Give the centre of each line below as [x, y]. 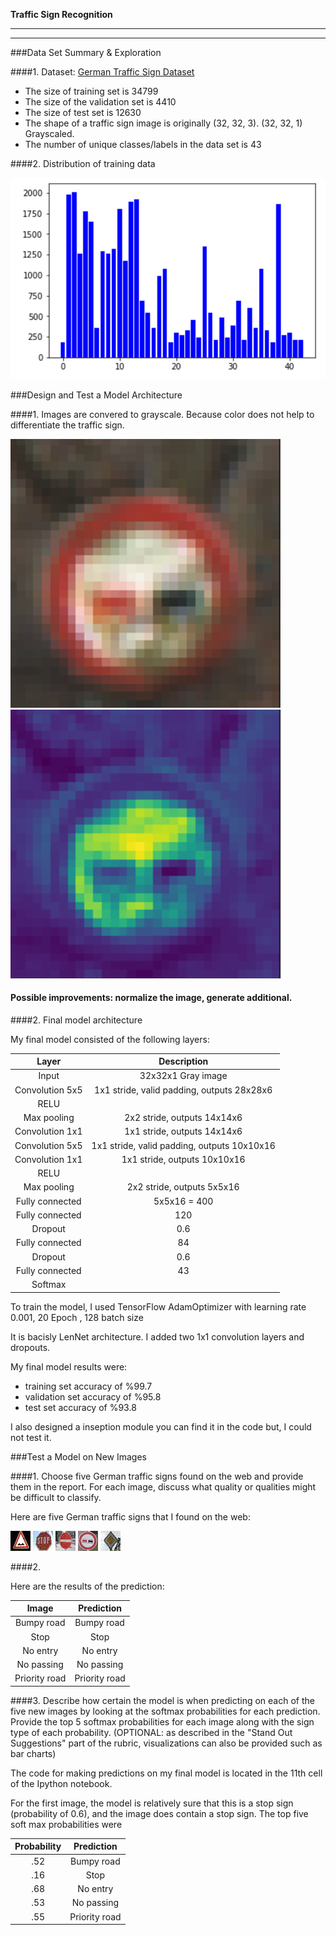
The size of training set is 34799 [91, 91]
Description [183, 1061]
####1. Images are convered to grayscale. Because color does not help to [162, 414]
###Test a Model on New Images [78, 1456]
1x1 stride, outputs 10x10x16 [183, 1159]
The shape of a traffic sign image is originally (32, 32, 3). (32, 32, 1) [163, 123]
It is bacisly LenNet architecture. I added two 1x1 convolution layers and [157, 1336]
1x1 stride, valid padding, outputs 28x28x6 [183, 1090]
